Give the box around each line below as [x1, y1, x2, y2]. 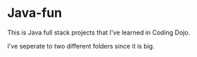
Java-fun [7, 5, 63, 21]
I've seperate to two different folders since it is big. [7, 42, 155, 50]
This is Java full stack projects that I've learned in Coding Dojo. [7, 28, 191, 37]
